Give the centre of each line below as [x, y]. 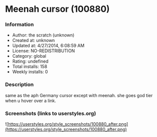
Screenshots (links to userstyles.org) [51, 113]
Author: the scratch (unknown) [43, 35]
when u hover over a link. [31, 101]
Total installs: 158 [30, 67]
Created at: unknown [33, 40]
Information [19, 25]
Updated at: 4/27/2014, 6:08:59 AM [48, 46]
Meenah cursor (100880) [57, 9]
